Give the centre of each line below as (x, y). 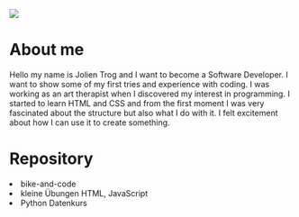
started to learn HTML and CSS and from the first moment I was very (137, 103)
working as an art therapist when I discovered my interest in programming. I (149, 94)
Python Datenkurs (54, 203)
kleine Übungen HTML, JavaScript (85, 193)
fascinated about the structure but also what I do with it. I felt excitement (144, 113)
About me (47, 50)
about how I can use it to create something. (90, 122)
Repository (51, 159)
